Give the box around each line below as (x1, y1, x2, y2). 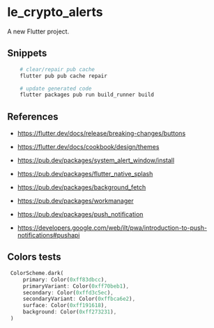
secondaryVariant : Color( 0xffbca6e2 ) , (22, 295, 136, 303)
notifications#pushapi (17, 231, 80, 240)
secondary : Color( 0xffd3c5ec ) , (22, 289, 114, 296)
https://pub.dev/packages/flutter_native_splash (17, 170, 153, 178)
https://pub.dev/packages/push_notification (17, 210, 144, 219)
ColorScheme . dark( (10, 270, 64, 276)
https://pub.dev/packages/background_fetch (17, 183, 146, 192)
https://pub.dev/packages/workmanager (17, 196, 134, 205)
